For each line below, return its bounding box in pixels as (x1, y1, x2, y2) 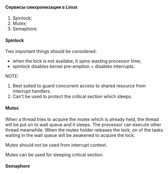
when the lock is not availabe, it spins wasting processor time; (12, 58, 142, 64)
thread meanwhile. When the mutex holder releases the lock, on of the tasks (5, 127, 163, 133)
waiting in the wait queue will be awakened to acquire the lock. (5, 132, 136, 138)
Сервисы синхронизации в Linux (5, 4, 78, 10)
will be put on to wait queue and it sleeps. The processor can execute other (5, 121, 162, 127)
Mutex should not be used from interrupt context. (5, 142, 107, 148)
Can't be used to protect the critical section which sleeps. (12, 93, 132, 100)
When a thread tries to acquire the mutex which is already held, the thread (5, 116, 159, 122)
